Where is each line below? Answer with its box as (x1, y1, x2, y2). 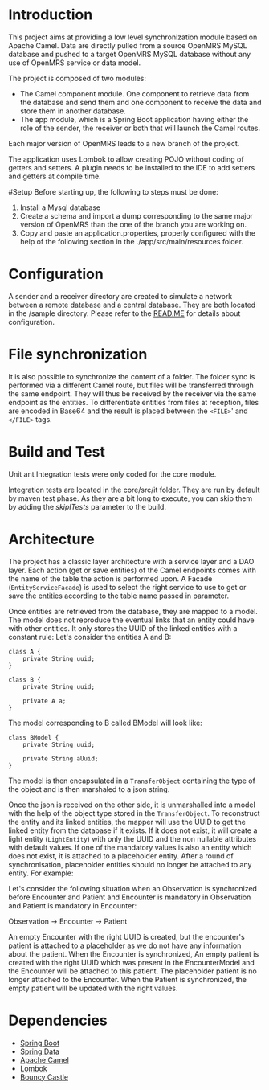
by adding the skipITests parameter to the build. (8, 502, 167, 511)
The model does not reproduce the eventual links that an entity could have (8, 615, 255, 625)
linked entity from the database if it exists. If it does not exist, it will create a (8, 826, 258, 835)
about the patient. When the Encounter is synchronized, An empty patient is (8, 949, 259, 958)
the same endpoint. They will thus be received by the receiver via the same (8, 388, 257, 399)
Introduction (8, 6, 93, 24)
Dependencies (8, 1011, 108, 1030)
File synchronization (8, 346, 148, 363)
